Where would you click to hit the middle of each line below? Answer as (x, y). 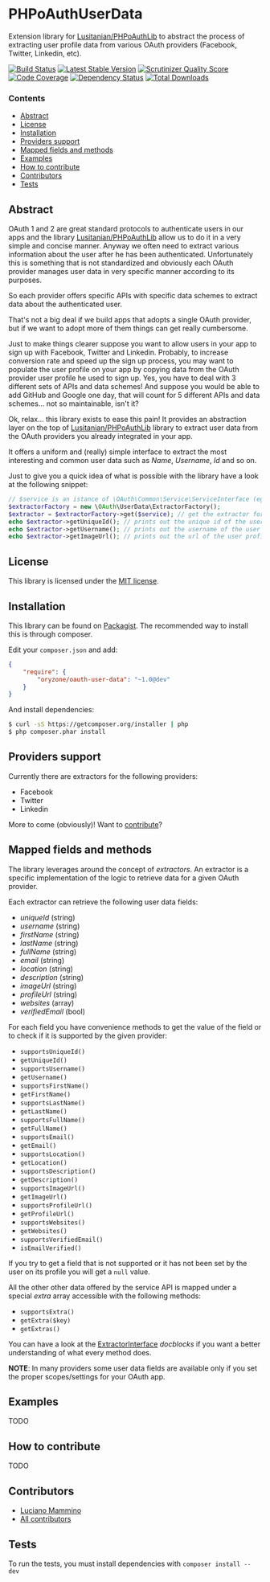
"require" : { (45, 672)
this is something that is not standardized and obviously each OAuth (121, 263)
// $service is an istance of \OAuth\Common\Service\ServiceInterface (129, 499)
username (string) (50, 926)
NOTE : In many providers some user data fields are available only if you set (133, 1368)
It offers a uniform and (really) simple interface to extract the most (118, 452)
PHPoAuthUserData (76, 14)
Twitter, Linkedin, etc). (45, 53)
